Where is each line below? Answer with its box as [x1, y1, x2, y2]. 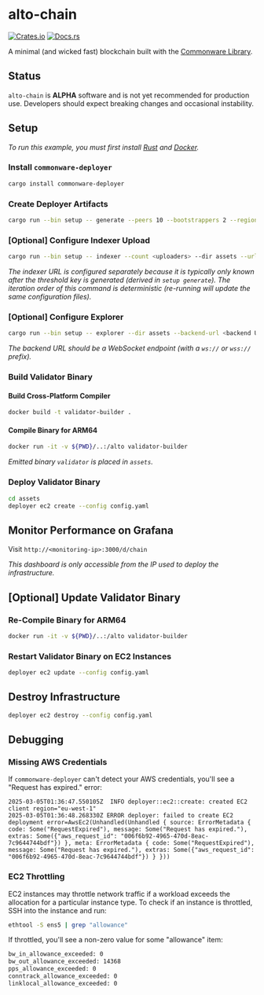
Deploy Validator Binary [8, 477, 101, 488]
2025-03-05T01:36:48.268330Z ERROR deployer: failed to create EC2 [8, 812, 234, 820]
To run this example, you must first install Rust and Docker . [8, 142, 199, 152]
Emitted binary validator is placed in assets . [8, 457, 153, 467]
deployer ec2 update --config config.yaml [8, 669, 149, 677]
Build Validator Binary [8, 372, 93, 383]
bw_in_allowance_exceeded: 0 [8, 950, 104, 958]
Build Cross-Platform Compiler [8, 391, 111, 400]
